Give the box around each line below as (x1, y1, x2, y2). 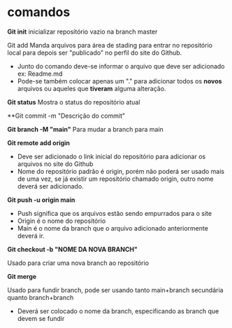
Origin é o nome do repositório (17, 217, 106, 225)
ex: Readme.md (17, 69, 63, 78)
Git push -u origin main (7, 196, 75, 204)
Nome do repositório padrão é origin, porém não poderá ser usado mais (17, 167, 225, 175)
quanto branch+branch (7, 293, 74, 301)
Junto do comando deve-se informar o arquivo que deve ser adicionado (17, 62, 225, 70)
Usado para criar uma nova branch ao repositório (7, 259, 149, 267)
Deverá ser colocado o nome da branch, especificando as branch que (17, 306, 219, 315)
